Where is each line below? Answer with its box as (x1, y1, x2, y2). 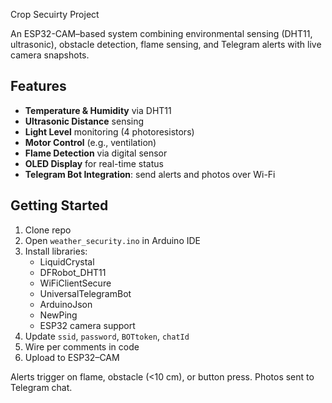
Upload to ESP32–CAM (24, 351, 120, 363)
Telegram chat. (10, 381, 73, 393)
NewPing (39, 309, 78, 321)
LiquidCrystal (39, 255, 95, 268)
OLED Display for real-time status (24, 157, 164, 169)
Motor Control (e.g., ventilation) (24, 136, 157, 148)
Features (10, 78, 67, 95)
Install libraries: (24, 245, 88, 257)
